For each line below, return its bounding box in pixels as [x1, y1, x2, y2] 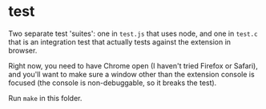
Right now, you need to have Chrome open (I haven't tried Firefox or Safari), [8, 60, 258, 70]
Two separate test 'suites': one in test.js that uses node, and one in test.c [8, 29, 258, 38]
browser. [8, 45, 38, 55]
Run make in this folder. [8, 93, 83, 103]
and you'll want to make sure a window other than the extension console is [8, 69, 255, 79]
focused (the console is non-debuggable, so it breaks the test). [8, 78, 217, 88]
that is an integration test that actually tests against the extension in [8, 37, 231, 46]
